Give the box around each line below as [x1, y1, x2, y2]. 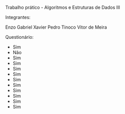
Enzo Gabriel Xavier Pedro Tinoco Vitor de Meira [5, 24, 107, 30]
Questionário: [5, 34, 34, 40]
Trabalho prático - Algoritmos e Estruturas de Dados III [5, 5, 120, 10]
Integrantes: [5, 14, 31, 20]
